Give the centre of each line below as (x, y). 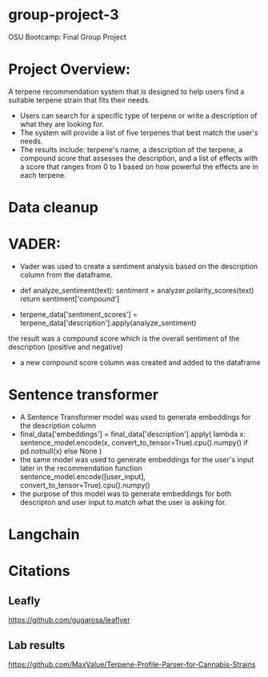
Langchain (44, 535)
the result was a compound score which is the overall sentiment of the (124, 338)
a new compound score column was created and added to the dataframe (140, 363)
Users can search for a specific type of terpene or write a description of (138, 115)
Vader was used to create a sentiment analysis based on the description (139, 266)
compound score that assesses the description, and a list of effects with (139, 158)
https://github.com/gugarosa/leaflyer (69, 620)
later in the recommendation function (81, 468)
